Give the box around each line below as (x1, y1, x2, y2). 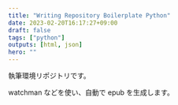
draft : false (8, 26, 51, 34)
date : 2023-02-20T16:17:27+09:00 (8, 19, 118, 27)
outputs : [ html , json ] (8, 41, 83, 49)
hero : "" (8, 48, 37, 56)
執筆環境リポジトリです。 (8, 71, 91, 80)
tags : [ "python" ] (8, 33, 65, 42)
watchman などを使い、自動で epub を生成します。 (8, 88, 175, 97)
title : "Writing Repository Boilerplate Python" (8, 11, 171, 20)
